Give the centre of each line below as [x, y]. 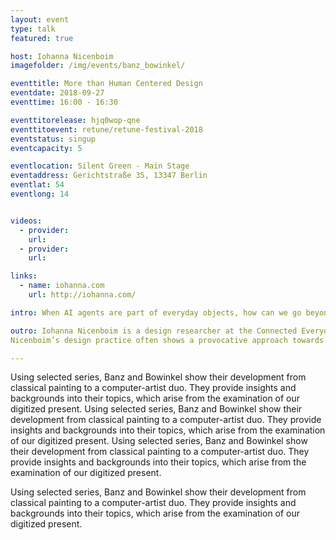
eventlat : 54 [37, 185]
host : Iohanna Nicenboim [62, 56]
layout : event [40, 19]
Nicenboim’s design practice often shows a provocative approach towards [167, 340]
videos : [26, 221]
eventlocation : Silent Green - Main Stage [100, 166]
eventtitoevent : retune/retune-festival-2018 [106, 129]
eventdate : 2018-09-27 [57, 93]
